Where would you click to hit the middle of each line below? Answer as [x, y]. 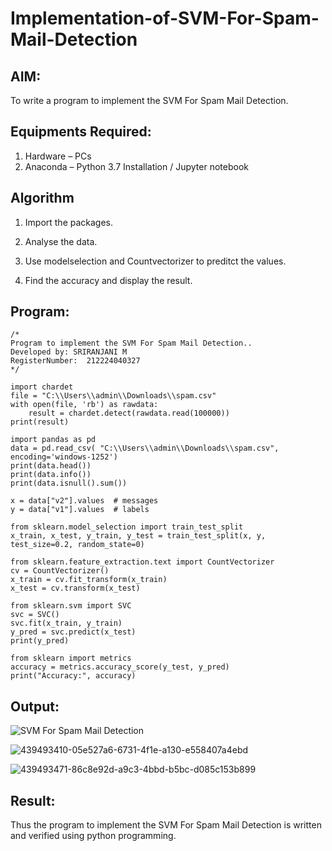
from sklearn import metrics [71, 658]
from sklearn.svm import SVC [71, 606]
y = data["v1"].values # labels [80, 510]
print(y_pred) [40, 641]
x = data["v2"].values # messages [84, 501]
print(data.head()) [51, 466]
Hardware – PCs [58, 156]
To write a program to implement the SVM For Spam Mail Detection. [149, 100]
